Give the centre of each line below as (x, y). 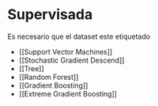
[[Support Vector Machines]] (66, 51)
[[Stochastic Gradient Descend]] (71, 60)
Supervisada (50, 15)
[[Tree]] (31, 68)
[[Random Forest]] (49, 77)
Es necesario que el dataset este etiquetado (79, 36)
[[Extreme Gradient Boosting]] (68, 93)
